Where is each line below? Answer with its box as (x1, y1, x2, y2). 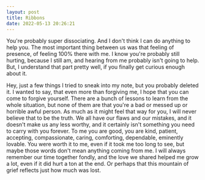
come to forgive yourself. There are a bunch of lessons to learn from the (6, 95, 188, 102)
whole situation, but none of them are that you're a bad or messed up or (6, 101, 188, 109)
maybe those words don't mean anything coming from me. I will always (6, 147, 186, 154)
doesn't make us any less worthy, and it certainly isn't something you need (6, 121, 195, 128)
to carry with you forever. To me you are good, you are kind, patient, (6, 127, 179, 135)
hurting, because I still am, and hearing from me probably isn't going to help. (6, 57, 199, 65)
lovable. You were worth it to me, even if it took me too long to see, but (6, 141, 185, 148)
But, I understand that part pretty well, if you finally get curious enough (6, 63, 185, 71)
